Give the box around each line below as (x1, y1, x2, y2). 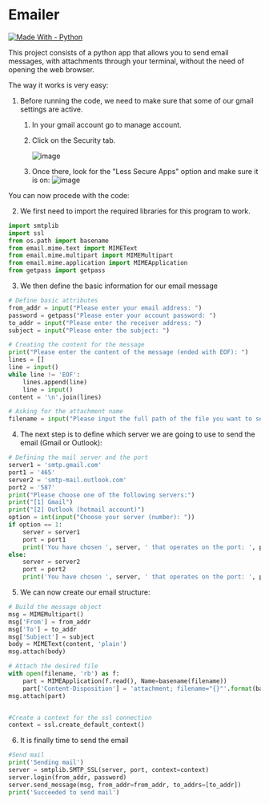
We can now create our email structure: (19, 587, 151, 597)
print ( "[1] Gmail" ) (8, 498, 74, 506)
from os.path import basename (8, 237, 110, 245)
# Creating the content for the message (8, 341, 146, 349)
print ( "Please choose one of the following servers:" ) (8, 491, 195, 499)
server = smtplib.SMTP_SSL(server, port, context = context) (8, 766, 210, 774)
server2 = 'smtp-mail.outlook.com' (8, 476, 127, 484)
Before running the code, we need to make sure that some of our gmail (19, 95, 254, 105)
